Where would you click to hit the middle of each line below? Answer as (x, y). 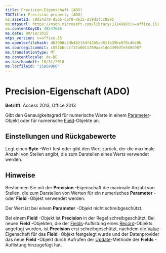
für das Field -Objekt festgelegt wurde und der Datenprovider (95, 234)
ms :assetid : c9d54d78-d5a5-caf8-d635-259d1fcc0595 (60, 19)
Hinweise (20, 175)
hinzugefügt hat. (45, 245)
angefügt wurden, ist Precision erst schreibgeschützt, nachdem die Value (82, 229)
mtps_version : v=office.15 (34, 38)
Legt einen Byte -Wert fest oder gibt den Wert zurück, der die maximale (80, 149)
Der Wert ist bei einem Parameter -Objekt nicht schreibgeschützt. (74, 208)
